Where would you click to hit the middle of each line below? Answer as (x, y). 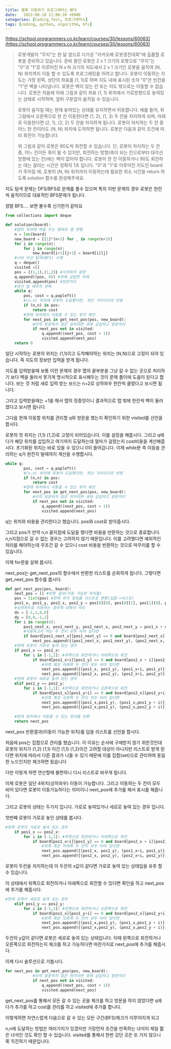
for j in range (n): (44, 248)
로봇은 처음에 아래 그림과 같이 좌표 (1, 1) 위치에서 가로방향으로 (90, 93)
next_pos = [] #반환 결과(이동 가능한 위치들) (58, 593)
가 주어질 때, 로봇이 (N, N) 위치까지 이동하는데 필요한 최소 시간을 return (89, 172)
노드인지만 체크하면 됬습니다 (39, 761)
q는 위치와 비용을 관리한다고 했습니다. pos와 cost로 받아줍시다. (68, 521)
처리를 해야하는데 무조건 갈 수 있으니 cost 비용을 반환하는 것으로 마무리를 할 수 (83, 545)
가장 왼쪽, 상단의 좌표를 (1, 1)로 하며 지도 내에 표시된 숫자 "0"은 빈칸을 (96, 80)
